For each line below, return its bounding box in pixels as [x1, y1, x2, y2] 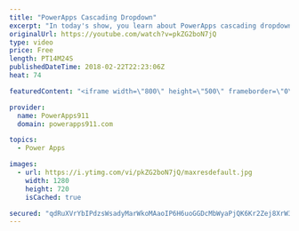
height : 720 [25, 184, 69, 194]
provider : [9, 103, 46, 112]
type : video [9, 37, 53, 47]
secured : [9, 209, 42, 218]
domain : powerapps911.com [17, 119, 114, 129]
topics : [9, 135, 38, 145]
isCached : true [25, 193, 82, 202]
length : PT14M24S [9, 54, 74, 63]
